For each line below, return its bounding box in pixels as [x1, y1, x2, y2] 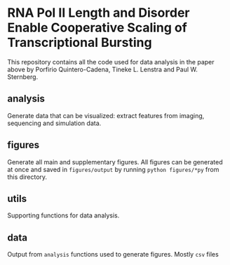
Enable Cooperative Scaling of [7, 20, 187, 36]
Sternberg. [7, 72, 39, 81]
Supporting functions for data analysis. [7, 211, 120, 220]
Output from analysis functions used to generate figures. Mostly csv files [7, 250, 219, 259]
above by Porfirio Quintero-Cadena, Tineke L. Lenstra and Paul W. [7, 65, 198, 73]
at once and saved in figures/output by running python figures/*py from [7, 165, 219, 173]
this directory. [7, 173, 48, 181]
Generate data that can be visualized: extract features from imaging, [7, 111, 205, 120]
